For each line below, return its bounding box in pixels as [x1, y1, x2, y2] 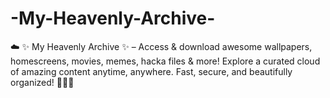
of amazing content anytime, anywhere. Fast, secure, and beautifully [10, 65, 293, 77]
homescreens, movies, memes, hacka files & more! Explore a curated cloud [10, 55, 321, 67]
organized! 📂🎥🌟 [10, 76, 75, 88]
